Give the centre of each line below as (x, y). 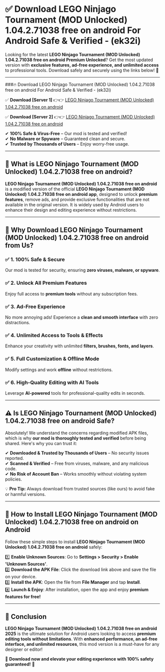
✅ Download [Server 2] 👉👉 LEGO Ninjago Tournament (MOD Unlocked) (80, 116)
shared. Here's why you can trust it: (41, 443)
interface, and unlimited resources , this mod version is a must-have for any (82, 644)
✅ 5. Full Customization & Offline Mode (52, 359)
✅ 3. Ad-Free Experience (35, 306)
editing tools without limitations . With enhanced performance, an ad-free (81, 639)
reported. (14, 458)
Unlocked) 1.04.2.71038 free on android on (72, 522)
